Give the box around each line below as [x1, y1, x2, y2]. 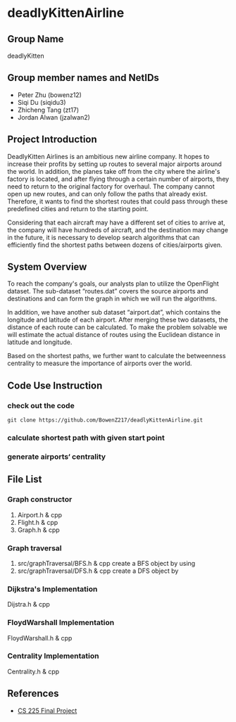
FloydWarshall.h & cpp [7, 633, 73, 642]
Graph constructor [7, 495, 73, 505]
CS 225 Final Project [17, 706, 77, 715]
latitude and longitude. [7, 338, 73, 346]
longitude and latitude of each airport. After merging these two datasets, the [7, 315, 229, 324]
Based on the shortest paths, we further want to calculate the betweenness [7, 352, 226, 360]
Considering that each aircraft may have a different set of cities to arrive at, [7, 218, 225, 227]
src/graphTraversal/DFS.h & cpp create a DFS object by [17, 566, 179, 575]
